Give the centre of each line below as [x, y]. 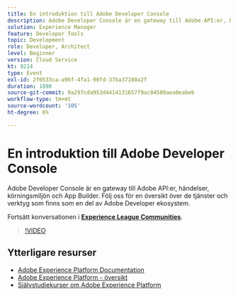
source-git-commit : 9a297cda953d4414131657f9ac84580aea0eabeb [101, 93]
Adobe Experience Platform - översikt [73, 277]
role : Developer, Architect [49, 47]
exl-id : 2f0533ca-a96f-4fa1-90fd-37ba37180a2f [77, 79]
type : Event [25, 73]
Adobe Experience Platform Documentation [81, 270]
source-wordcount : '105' [44, 106]
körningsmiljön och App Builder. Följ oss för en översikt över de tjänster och [118, 196]
